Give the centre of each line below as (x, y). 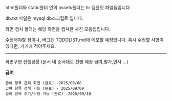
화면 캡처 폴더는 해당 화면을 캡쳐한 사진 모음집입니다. (58, 29)
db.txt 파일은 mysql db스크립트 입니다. (44, 18)
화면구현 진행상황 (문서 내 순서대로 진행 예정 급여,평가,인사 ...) (67, 62)
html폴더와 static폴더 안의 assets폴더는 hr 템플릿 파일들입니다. (68, 7)
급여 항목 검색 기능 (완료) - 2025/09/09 (45, 88)
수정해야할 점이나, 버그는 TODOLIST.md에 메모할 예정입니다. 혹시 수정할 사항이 (84, 40)
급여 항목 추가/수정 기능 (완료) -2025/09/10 (48, 94)
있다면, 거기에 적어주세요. (31, 46)
